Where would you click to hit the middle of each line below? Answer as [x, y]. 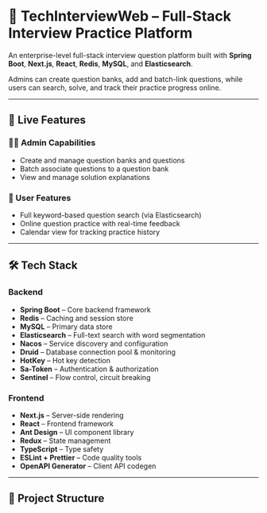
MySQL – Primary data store [66, 327]
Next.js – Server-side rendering [72, 415]
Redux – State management [65, 441]
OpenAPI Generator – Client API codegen [88, 466]
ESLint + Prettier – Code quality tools [81, 457]
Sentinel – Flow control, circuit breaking [85, 377]
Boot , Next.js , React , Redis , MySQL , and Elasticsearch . [101, 64]
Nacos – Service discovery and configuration [94, 343]
